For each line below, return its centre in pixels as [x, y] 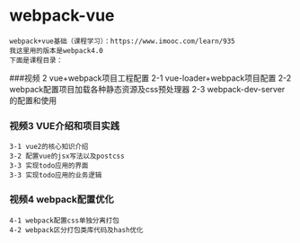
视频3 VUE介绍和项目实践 [64, 126]
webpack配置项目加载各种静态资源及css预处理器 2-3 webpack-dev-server [147, 89]
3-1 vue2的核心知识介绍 [49, 147]
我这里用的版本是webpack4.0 [56, 50]
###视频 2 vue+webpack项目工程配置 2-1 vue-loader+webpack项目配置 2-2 [150, 78]
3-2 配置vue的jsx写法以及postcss [67, 156]
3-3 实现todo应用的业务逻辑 [56, 176]
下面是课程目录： [36, 60]
